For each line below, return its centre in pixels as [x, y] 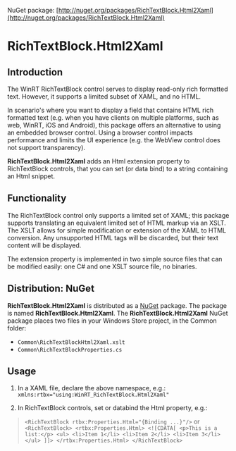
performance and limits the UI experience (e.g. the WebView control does [114, 140]
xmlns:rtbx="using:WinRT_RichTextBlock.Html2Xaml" [93, 395]
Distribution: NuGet [51, 289]
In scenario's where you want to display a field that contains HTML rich [110, 110]
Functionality [37, 198]
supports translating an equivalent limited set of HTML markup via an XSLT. [117, 223]
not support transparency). [46, 148]
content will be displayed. [44, 245]
